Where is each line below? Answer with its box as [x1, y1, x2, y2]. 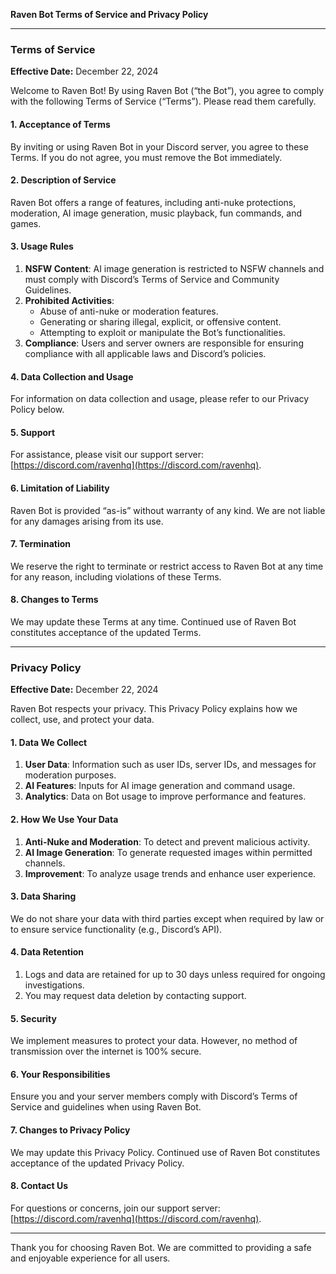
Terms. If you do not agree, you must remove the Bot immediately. [10, 151, 283, 163]
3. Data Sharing [10, 890, 77, 903]
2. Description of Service [10, 174, 117, 186]
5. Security [10, 1012, 57, 1024]
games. [10, 217, 42, 229]
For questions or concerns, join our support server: [10, 1202, 221, 1214]
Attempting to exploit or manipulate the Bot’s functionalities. [39, 326, 286, 338]
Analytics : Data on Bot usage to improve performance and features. [24, 790, 307, 803]
